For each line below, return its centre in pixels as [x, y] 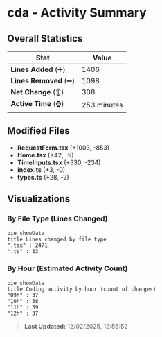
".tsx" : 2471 [28, 245]
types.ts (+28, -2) [43, 177]
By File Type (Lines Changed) [57, 218]
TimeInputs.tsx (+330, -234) [59, 162]
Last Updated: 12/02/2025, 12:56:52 [76, 326]
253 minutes [102, 105]
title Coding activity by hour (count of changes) [82, 289]
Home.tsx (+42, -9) [45, 155]
